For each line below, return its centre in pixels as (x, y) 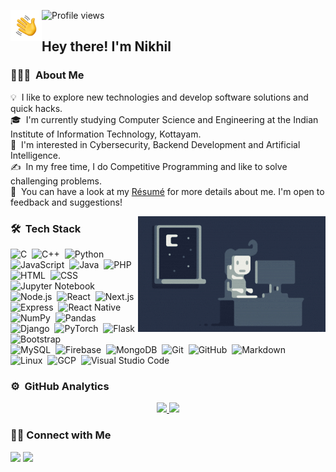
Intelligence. (36, 155)
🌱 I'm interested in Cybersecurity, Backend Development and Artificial (155, 144)
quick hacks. (36, 108)
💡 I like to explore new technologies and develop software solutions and (159, 97)
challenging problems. (56, 181)
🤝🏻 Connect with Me (61, 435)
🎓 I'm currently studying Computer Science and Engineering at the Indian (164, 119)
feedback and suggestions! (66, 202)
